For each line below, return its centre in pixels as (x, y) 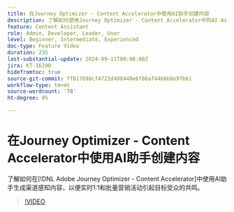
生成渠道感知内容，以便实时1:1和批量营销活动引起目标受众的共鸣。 (108, 187)
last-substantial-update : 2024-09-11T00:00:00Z (78, 59)
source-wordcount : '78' (42, 91)
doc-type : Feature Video (43, 46)
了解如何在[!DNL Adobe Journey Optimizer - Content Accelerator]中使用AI (114, 179)
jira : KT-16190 (29, 66)
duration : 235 (28, 53)
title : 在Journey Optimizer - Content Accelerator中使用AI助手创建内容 (108, 14)
